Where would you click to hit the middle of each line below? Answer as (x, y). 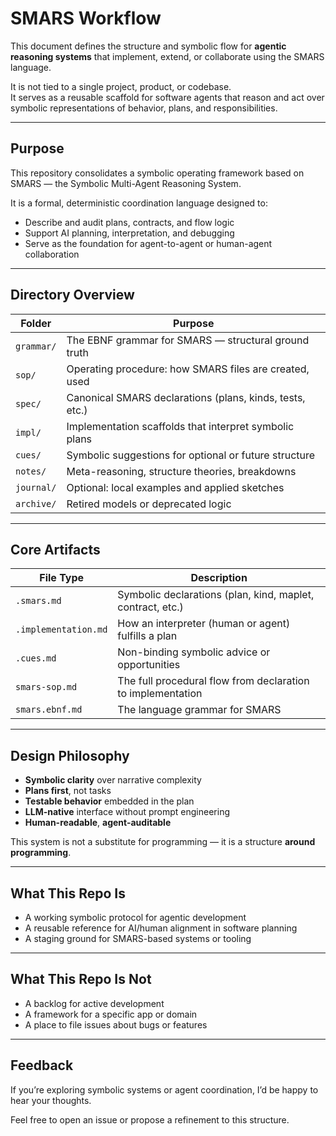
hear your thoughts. (51, 1100)
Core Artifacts (55, 549)
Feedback (42, 1065)
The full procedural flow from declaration (213, 681)
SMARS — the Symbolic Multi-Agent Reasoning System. (126, 183)
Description (219, 578)
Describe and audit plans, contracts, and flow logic (129, 222)
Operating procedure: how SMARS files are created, (188, 369)
